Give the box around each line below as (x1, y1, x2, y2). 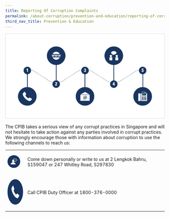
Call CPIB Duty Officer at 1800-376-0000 (27, 190, 117, 196)
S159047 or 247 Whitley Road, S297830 (27, 162, 114, 168)
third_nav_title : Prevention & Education (5, 19, 94, 24)
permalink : (5, 13, 28, 19)
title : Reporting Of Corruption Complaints (5, 8, 99, 13)
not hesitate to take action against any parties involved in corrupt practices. (5, 129, 163, 135)
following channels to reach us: (5, 140, 71, 146)
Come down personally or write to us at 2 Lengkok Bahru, (27, 156, 147, 162)
